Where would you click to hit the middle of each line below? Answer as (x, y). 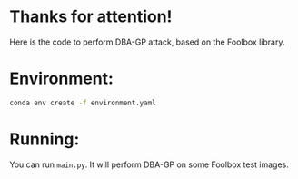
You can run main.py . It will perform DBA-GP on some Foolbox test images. (149, 164)
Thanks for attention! (91, 17)
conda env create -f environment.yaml (83, 103)
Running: (45, 139)
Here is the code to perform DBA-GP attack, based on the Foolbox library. (147, 42)
